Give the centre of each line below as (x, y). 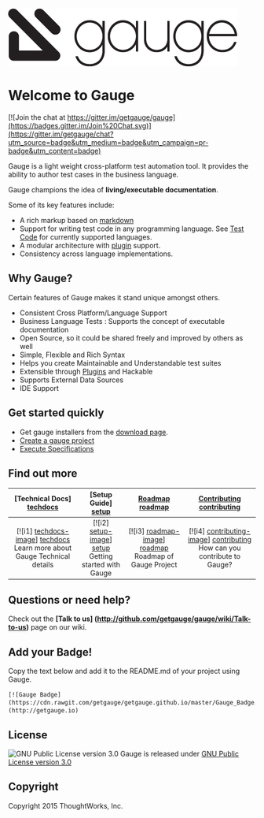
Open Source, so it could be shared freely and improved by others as (131, 338)
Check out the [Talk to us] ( (53, 619)
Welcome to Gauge (71, 96)
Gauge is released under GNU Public (180, 754)
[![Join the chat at (37, 117)
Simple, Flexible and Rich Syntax (72, 355)
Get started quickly (56, 413)
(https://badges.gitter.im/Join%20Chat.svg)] (80, 125)
